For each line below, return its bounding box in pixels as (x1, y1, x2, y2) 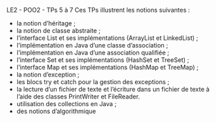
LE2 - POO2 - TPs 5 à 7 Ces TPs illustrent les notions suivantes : (6, 6, 190, 14)
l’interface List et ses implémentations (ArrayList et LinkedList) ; (16, 34, 199, 42)
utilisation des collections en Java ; (16, 100, 117, 108)
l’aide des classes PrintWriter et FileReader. (16, 92, 140, 101)
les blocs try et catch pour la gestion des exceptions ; (16, 78, 170, 85)
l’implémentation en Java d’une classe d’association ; (16, 41, 168, 49)
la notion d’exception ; (16, 70, 80, 79)
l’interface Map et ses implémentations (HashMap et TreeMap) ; (16, 63, 199, 71)
